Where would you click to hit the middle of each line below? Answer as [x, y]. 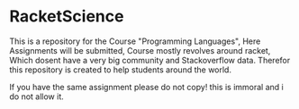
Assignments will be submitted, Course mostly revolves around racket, [140, 50]
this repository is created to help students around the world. [121, 70]
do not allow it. [37, 96]
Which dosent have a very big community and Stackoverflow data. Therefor [150, 60]
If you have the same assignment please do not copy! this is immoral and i [146, 87]
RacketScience [67, 17]
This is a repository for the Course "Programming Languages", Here [135, 41]
